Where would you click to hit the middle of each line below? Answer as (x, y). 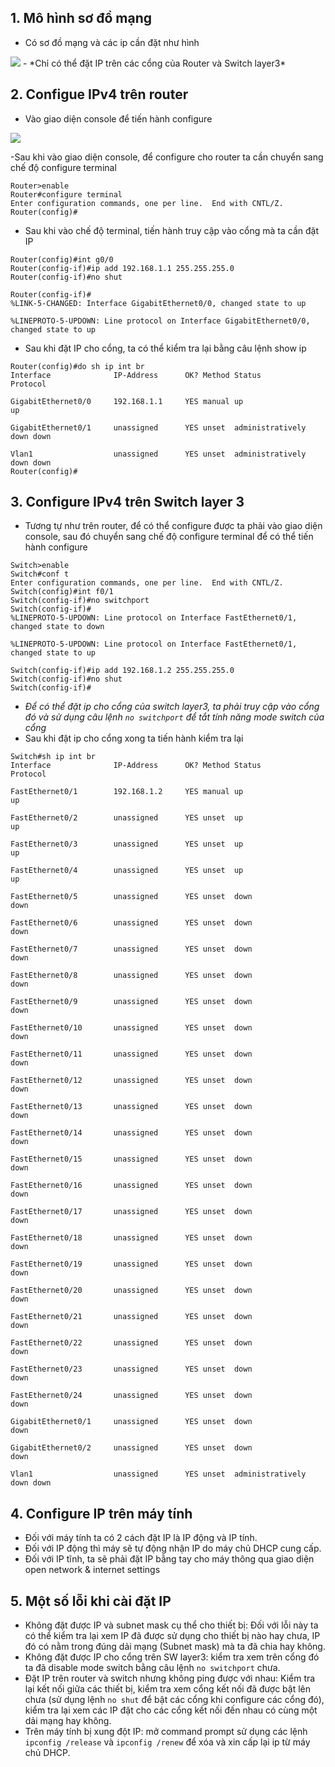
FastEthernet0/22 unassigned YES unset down (131, 1343)
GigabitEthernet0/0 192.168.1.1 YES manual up (127, 401)
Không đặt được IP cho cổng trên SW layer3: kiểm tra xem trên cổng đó (172, 1657)
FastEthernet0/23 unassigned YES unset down (131, 1369)
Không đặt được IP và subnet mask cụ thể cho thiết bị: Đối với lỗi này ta (171, 1625)
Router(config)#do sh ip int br (77, 366)
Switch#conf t (40, 574)
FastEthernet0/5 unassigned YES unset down (131, 897)
